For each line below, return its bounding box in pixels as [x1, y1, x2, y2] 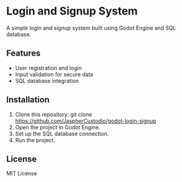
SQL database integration [15, 77, 79, 84]
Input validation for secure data [15, 71, 93, 78]
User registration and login [15, 64, 82, 71]
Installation [6, 95, 50, 105]
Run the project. [15, 136, 56, 143]
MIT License [6, 170, 38, 177]
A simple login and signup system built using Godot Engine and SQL [6, 24, 177, 31]
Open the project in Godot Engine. [15, 123, 101, 131]
